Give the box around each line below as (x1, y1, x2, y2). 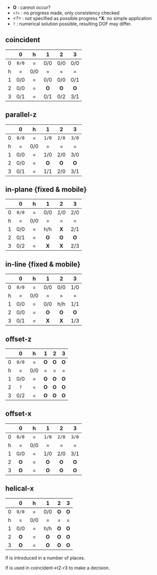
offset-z (5, 335, 32, 343)
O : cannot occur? (12, 5, 51, 10)
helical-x (5, 484, 34, 493)
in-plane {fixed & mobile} (5, 185, 87, 194)
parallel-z (5, 110, 37, 119)
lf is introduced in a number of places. (5, 554, 85, 561)
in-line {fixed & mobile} (5, 259, 81, 269)
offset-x (5, 410, 32, 418)
